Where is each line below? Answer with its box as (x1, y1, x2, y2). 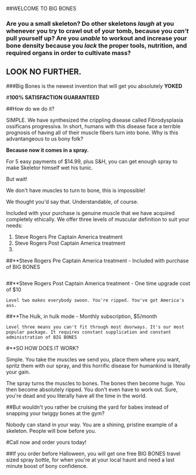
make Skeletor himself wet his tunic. (6, 164, 94, 171)
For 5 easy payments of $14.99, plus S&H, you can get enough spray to (6, 158, 178, 165)
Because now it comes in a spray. (6, 146, 89, 153)
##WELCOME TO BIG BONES (6, 5, 77, 12)
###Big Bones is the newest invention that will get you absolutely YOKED (6, 82, 183, 90)
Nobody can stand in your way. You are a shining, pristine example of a (6, 421, 178, 428)
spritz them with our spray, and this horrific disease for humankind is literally (6, 362, 191, 369)
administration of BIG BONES (6, 334, 77, 340)
